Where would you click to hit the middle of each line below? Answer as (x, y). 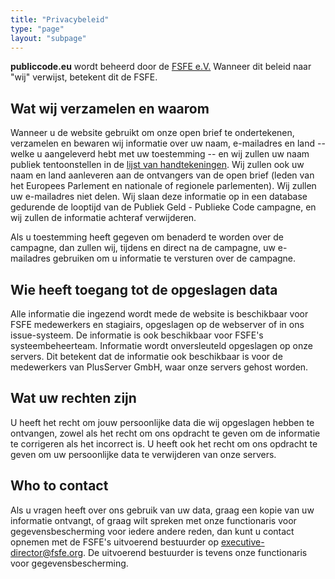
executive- (242, 542)
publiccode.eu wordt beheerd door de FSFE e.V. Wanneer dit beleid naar (161, 67)
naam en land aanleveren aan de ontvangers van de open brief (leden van (162, 175)
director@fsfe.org (47, 552)
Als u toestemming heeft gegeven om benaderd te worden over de (147, 237)
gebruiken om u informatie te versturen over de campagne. (174, 258)
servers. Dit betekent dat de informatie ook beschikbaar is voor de (146, 356)
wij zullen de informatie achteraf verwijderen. (103, 218)
